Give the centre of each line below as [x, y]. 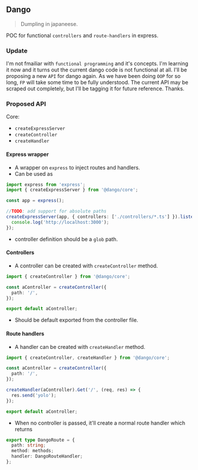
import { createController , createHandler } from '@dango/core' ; [88, 358]
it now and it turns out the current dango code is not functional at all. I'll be [97, 70]
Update [17, 51]
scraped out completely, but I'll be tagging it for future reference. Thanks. [95, 89]
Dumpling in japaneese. [49, 24]
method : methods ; [33, 451]
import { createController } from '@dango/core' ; [68, 276]
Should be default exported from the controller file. [76, 320]
